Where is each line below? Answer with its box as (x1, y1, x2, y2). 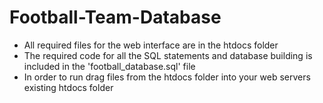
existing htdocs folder (23, 81, 114, 93)
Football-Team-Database (9, 6, 222, 29)
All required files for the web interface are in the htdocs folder (23, 39, 279, 51)
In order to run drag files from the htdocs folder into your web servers (23, 71, 311, 83)
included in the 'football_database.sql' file (23, 60, 196, 72)
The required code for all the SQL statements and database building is (23, 49, 313, 61)
